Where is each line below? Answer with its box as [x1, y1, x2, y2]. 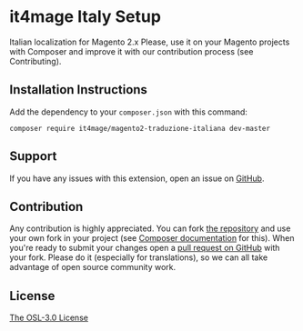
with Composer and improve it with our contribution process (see [9, 45, 254, 56]
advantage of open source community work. [9, 262, 177, 273]
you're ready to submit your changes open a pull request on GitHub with [9, 243, 280, 254]
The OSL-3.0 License [9, 312, 89, 324]
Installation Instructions [9, 82, 148, 97]
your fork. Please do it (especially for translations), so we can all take [9, 252, 268, 263]
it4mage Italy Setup [9, 6, 162, 27]
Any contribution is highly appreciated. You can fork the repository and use [9, 223, 291, 234]
